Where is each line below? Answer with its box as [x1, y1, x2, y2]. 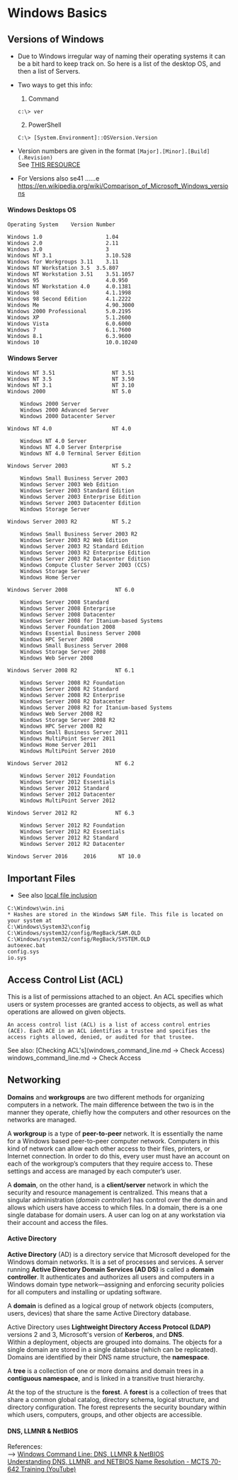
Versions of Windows [7, 33, 104, 45]
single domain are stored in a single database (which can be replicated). [7, 1345, 218, 1354]
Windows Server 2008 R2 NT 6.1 [7, 667, 135, 674]
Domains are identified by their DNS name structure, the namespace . [7, 1353, 210, 1362]
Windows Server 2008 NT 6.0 [7, 587, 135, 594]
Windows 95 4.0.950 [7, 277, 129, 284]
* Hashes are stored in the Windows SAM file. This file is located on [7, 911, 223, 918]
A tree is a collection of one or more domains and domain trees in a [7, 1367, 204, 1375]
